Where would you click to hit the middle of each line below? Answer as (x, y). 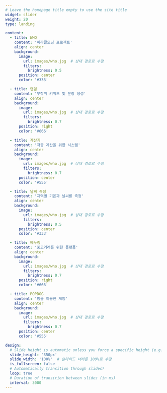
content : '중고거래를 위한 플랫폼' (46, 247)
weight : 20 (17, 19)
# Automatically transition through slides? (57, 369)
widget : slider (21, 15)
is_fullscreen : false (32, 364)
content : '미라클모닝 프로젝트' (44, 43)
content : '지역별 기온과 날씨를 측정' (49, 196)
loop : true (21, 373)
